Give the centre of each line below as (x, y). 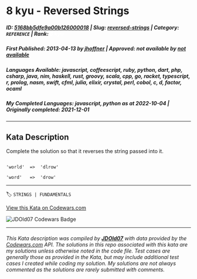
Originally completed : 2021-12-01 (48, 109)
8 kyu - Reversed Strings (68, 11)
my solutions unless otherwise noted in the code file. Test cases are (88, 251)
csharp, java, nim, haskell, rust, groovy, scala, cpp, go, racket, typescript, (98, 76)
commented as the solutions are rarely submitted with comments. (86, 270)
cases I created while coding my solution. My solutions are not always (91, 263)
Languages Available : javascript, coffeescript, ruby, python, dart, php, (94, 69)
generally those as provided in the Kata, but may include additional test (92, 257)
